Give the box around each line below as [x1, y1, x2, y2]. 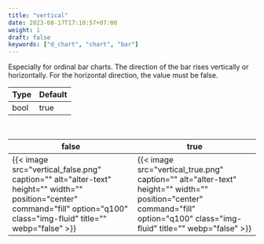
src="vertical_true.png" [137, 164, 224, 175]
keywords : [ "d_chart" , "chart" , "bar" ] [8, 41, 139, 49]
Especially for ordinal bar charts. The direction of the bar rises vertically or [8, 62, 249, 71]
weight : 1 [8, 26, 41, 34]
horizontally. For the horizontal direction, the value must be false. [8, 71, 218, 80]
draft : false [8, 33, 51, 42]
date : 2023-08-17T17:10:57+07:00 [8, 19, 118, 27]
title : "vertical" [8, 11, 68, 20]
